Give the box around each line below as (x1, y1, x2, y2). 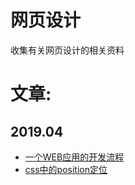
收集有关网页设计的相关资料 (10, 44, 125, 56)
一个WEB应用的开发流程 (24, 151, 125, 163)
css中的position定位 (24, 163, 108, 175)
